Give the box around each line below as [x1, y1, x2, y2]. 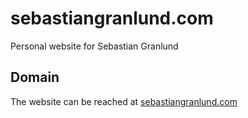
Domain [10, 69, 60, 86]
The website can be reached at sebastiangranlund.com [10, 95, 238, 107]
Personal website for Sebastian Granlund [10, 40, 179, 52]
